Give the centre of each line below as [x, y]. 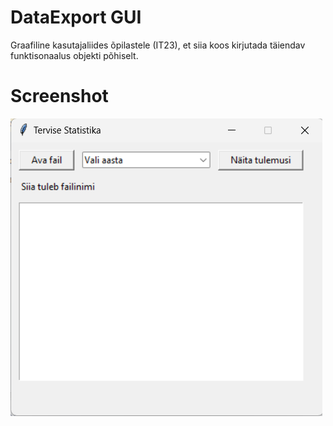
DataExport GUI [76, 17]
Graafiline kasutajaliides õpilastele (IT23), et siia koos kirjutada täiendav [158, 45]
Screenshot [59, 96]
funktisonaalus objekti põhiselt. [74, 55]
